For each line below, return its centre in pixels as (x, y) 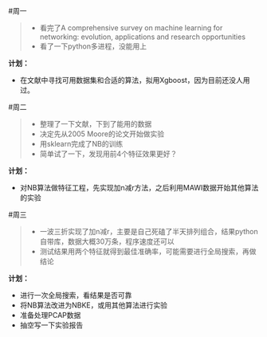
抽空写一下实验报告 (51, 325)
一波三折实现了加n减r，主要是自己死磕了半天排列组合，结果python (149, 231)
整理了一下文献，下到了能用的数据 (96, 124)
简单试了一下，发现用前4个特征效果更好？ (108, 154)
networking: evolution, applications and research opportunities (142, 37)
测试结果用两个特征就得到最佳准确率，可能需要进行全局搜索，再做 (148, 251)
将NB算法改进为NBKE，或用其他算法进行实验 (94, 305)
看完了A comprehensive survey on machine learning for (131, 28)
